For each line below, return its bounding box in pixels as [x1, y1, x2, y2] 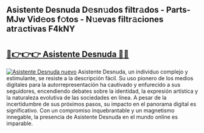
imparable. [6, 120, 33, 127]
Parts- [166, 5, 191, 15]
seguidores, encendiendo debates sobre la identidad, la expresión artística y [6, 87, 199, 95]
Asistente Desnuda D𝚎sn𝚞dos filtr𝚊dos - [6, 5, 165, 15]
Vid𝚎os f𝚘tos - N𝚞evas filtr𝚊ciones [27, 15, 164, 25]
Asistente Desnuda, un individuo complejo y [78, 68, 188, 75]
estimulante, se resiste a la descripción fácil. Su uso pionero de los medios [6, 75, 194, 81]
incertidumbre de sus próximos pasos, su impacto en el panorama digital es [6, 100, 197, 107]
